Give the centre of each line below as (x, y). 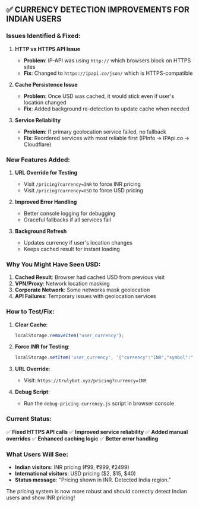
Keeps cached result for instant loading (72, 249)
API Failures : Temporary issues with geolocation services (85, 296)
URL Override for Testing (46, 172)
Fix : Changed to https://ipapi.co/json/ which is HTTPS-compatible (108, 73)
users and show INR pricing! (41, 498)
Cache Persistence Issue (46, 84)
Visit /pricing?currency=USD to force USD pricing (83, 190)
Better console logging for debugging (70, 213)
